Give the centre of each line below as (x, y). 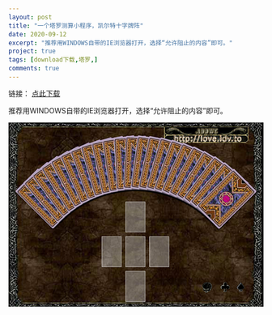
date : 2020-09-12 (38, 34)
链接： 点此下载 (34, 93)
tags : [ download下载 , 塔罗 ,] (53, 60)
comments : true (34, 69)
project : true (32, 51)
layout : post (30, 17)
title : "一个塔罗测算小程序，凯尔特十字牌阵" (76, 26)
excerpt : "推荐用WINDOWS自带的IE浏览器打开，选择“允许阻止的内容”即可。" (121, 43)
